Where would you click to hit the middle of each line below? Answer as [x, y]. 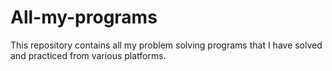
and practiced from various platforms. [88, 55]
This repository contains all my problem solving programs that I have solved [166, 45]
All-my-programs [84, 17]
